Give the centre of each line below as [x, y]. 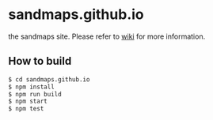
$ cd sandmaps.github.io [49, 79]
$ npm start [28, 101]
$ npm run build [35, 94]
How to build [40, 61]
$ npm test [26, 109]
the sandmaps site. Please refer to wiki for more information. [107, 36]
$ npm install [32, 87]
